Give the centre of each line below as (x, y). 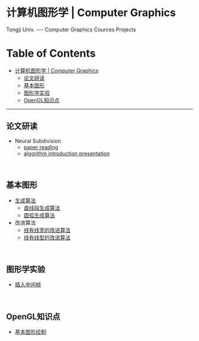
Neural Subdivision (38, 141)
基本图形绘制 (30, 332)
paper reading (41, 147)
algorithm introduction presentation (67, 153)
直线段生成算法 (42, 208)
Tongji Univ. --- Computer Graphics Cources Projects (71, 29)
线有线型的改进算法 (47, 237)
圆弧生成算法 (39, 215)
